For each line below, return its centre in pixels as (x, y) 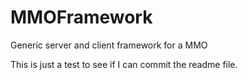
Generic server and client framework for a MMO (109, 45)
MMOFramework (81, 17)
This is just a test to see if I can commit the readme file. (124, 64)
